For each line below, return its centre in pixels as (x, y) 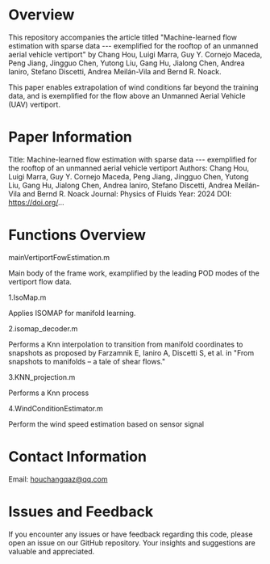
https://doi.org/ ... (36, 202)
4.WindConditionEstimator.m (56, 408)
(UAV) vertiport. (34, 104)
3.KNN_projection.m (42, 377)
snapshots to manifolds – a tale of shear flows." (87, 361)
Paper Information (71, 137)
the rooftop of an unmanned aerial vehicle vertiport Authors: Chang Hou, (129, 168)
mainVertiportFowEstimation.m (59, 257)
